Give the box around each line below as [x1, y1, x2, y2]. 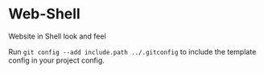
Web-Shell [8, 5, 80, 23]
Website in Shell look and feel [8, 31, 106, 41]
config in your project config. [8, 55, 105, 65]
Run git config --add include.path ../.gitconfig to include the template [8, 47, 257, 56]
